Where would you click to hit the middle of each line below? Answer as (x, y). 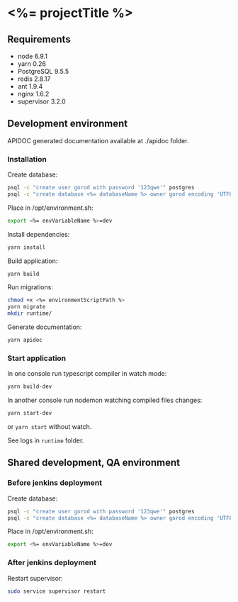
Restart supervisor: (35, 578)
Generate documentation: (45, 327)
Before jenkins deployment (55, 483)
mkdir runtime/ (30, 313)
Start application (37, 358)
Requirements (39, 39)
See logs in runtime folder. (46, 440)
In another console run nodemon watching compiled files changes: (105, 400)
